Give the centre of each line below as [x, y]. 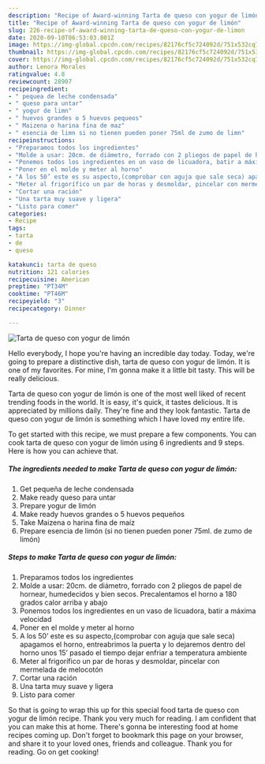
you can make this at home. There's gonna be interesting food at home [123, 726]
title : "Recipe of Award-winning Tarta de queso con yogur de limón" [125, 23]
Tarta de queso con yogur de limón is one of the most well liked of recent [127, 393]
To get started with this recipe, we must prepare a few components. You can [132, 434]
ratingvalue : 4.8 [37, 74]
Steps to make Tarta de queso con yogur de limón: [93, 557]
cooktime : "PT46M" [38, 294]
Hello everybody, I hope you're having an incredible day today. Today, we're [131, 353]
